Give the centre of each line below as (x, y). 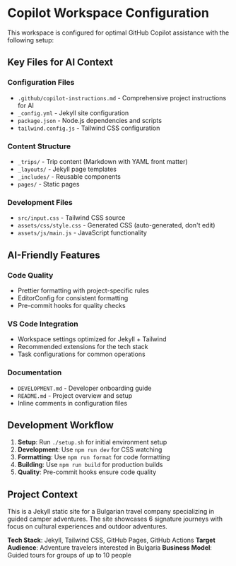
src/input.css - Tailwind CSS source (71, 218)
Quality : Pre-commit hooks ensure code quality (87, 472)
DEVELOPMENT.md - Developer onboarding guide (84, 388)
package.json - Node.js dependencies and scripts (90, 120)
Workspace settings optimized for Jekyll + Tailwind (92, 339)
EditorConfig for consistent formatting (73, 297)
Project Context (42, 494)
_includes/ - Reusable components (69, 176)
